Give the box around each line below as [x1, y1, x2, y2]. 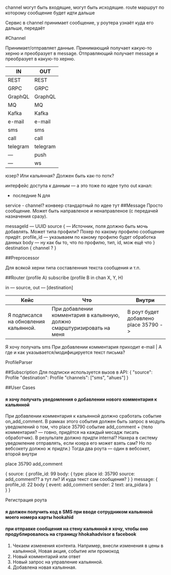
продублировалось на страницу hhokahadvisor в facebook [5, 531, 136, 537]
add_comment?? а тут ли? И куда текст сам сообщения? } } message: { [5, 476, 158, 482]
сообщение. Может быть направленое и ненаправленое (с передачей [5, 208, 159, 214]
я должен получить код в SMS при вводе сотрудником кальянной [5, 509, 153, 515]
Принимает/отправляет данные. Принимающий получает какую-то [5, 45, 152, 51]
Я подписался [8, 312, 42, 318]
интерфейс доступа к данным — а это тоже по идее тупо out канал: [5, 182, 153, 189]
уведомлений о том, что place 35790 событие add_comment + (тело [5, 424, 153, 430]
